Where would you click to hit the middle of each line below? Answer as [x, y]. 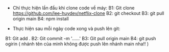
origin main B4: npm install [41, 19]
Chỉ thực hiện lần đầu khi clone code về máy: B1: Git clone [74, 8]
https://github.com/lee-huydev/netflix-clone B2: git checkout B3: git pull [88, 13]
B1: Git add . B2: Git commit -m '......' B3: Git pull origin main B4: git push [81, 38]
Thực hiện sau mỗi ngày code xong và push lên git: [66, 29]
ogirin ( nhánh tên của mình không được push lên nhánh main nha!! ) [77, 44]
